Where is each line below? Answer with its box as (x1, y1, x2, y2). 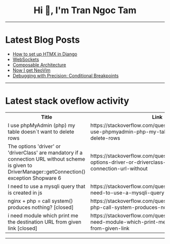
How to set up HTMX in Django (12, 51, 77, 57)
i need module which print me (8, 212, 78, 219)
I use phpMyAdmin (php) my (8, 121, 75, 129)
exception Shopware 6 (8, 174, 62, 181)
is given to (8, 162, 32, 169)
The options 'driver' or (8, 142, 61, 149)
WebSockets (12, 56, 39, 63)
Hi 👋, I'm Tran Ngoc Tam (33, 5, 137, 16)
